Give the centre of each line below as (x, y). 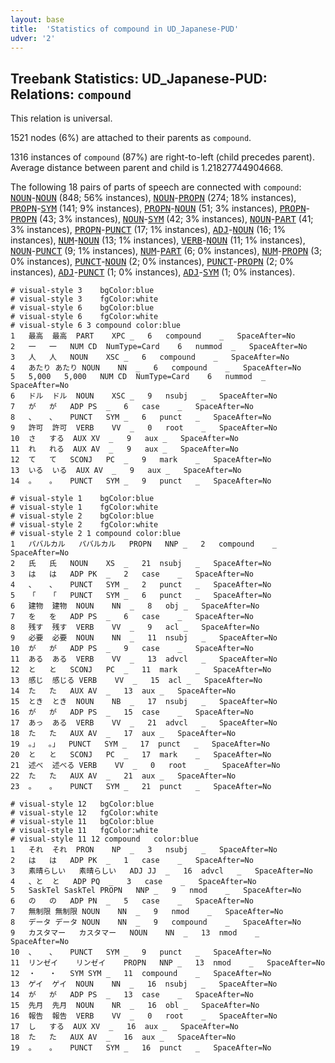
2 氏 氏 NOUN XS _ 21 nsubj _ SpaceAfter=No (141, 564)
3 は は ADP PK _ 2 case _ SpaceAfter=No (132, 574)
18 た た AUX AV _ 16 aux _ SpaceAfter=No (123, 1037)
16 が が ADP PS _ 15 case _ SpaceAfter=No (132, 712)
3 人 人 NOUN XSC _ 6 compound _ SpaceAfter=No (150, 357)
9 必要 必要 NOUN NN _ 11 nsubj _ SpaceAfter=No (144, 638)
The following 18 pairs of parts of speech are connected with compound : (156, 187)
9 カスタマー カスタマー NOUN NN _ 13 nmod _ (135, 933)
